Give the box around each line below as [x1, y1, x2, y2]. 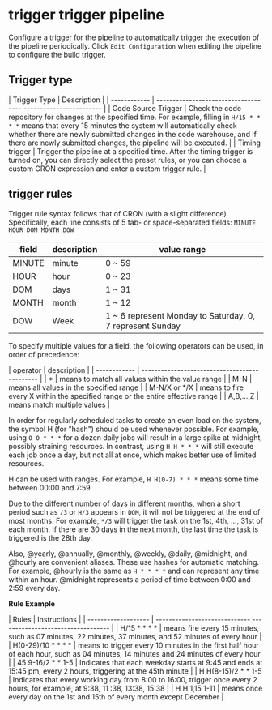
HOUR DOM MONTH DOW [8, 225, 74, 234]
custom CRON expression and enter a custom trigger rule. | [8, 164, 206, 173]
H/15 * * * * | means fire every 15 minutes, [120, 622, 260, 633]
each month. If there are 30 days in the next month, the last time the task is [8, 524, 259, 534]
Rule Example [8, 598, 55, 609]
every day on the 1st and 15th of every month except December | [8, 691, 224, 702]
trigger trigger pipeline [8, 6, 164, 24]
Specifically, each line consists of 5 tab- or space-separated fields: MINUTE [8, 217, 257, 227]
